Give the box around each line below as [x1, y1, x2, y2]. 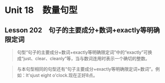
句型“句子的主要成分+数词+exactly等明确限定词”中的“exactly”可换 [16, 49, 152, 55]
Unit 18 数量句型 [4, 4, 78, 16]
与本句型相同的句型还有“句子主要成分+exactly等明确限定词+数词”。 [16, 66, 155, 72]
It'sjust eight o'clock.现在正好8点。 [25, 73, 98, 78]
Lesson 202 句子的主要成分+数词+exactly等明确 [4, 26, 160, 34]
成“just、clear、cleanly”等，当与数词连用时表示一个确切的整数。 [16, 56, 150, 61]
